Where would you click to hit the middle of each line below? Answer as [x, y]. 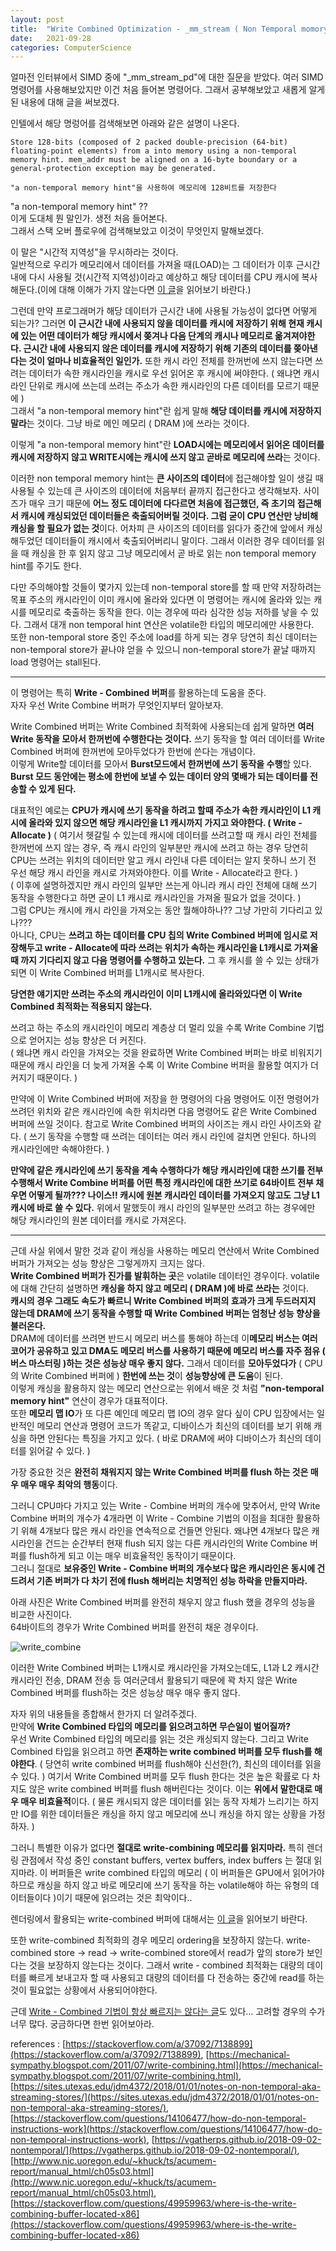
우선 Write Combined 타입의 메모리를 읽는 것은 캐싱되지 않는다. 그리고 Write [159, 1739]
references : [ [38, 2044]
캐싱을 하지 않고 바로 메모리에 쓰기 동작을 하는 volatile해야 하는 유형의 [172, 1885]
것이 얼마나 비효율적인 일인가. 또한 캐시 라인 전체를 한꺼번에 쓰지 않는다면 [170, 361]
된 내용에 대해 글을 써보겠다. [65, 102]
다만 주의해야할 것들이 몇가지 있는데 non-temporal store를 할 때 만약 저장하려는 [166, 587]
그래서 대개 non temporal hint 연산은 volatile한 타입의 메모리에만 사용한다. [169, 625]
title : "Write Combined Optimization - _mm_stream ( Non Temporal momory [169, 29]
